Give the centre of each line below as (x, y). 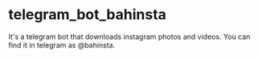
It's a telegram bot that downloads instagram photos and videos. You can (129, 37)
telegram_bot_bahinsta (88, 15)
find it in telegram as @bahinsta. (62, 44)
